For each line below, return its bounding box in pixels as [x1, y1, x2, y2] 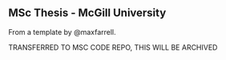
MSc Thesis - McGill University [8, 6, 167, 20]
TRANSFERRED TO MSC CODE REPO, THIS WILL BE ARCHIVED [8, 43, 218, 52]
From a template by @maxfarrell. [8, 27, 116, 36]
